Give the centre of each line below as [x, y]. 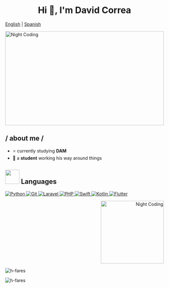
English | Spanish [23, 24]
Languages [39, 182]
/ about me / [24, 138]
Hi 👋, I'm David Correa [84, 10]
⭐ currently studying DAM [39, 151]
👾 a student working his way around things [57, 158]
